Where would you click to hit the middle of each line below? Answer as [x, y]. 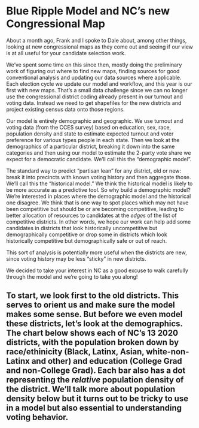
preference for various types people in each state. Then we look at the [93, 140]
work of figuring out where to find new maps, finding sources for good [93, 71]
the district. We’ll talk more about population [91, 389]
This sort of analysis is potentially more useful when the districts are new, [97, 252]
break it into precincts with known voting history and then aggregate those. [99, 177]
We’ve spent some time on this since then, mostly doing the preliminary [94, 65]
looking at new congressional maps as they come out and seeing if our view [99, 47]
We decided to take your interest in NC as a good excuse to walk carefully [97, 270]
